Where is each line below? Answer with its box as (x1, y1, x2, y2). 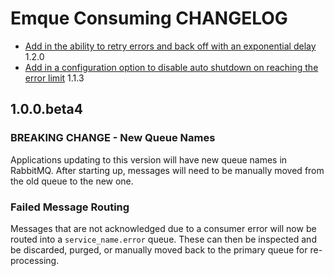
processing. (10, 254, 60, 266)
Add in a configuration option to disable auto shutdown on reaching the (24, 61, 319, 73)
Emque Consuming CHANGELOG (10, 7, 288, 30)
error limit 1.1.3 (24, 72, 85, 84)
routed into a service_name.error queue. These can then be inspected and (10, 233, 317, 245)
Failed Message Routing (10, 200, 130, 214)
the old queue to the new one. (10, 175, 134, 187)
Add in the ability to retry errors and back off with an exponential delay (24, 40, 317, 52)
